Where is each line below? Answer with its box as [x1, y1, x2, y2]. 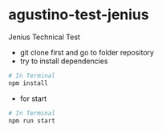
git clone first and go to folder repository [19, 47, 155, 57]
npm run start [8, 116, 56, 125]
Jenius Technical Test [8, 32, 80, 42]
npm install [8, 79, 48, 87]
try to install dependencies [19, 56, 108, 66]
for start [19, 94, 47, 103]
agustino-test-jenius [8, 6, 150, 24]
